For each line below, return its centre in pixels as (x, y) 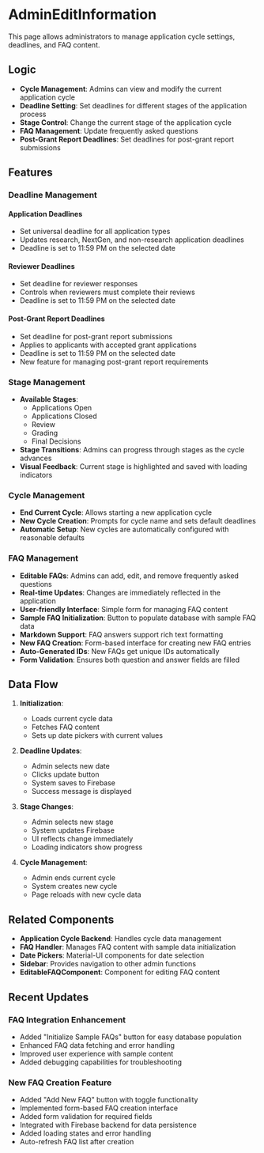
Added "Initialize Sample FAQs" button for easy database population (131, 1037)
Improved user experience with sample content (96, 1053)
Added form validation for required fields (86, 1117)
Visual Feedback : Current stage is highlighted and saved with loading (133, 466)
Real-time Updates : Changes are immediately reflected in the (120, 592)
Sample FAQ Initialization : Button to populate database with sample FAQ (138, 618)
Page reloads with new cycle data (86, 894)
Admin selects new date (71, 766)
